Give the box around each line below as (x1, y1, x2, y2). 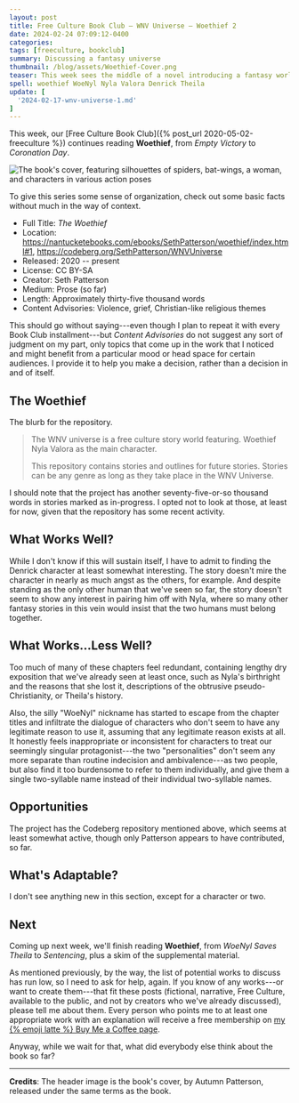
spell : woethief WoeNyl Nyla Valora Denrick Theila (9, 79, 205, 88)
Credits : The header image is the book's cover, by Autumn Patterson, (9, 1076, 264, 1087)
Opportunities (9, 800, 89, 815)
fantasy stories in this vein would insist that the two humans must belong (9, 602, 276, 614)
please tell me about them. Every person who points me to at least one (9, 1005, 268, 1016)
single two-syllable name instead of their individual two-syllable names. (9, 773, 272, 784)
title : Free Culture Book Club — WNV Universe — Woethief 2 (9, 21, 238, 30)
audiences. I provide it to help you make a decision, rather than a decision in (9, 358, 288, 369)
